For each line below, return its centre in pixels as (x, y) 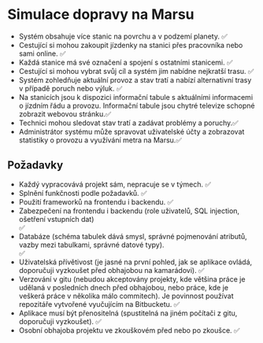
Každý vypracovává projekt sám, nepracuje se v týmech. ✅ (115, 184)
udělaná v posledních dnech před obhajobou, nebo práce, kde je (124, 287)
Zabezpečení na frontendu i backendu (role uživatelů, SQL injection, (129, 211)
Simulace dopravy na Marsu (101, 15)
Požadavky (35, 166)
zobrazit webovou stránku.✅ (65, 114)
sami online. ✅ (42, 53)
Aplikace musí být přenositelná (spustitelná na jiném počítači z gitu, (128, 313)
